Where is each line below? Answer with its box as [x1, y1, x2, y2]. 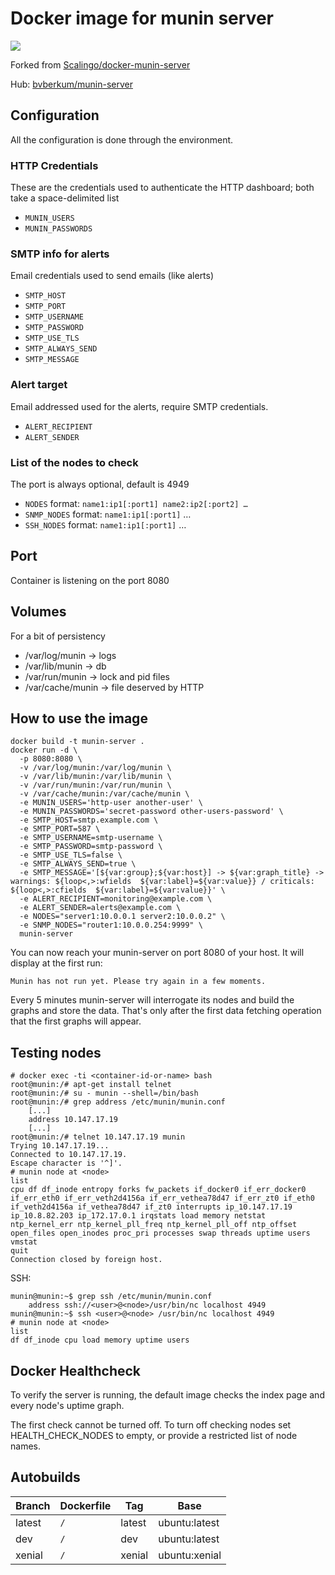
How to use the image [10, 710, 148, 727]
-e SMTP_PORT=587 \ [19, 824, 101, 834]
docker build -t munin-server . [10, 737, 145, 747]
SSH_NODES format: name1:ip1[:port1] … [24, 518, 187, 531]
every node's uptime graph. [10, 1400, 125, 1411]
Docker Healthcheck [10, 1362, 142, 1379]
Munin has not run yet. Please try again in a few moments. [10, 977, 267, 987]
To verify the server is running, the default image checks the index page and [10, 1389, 325, 1401]
